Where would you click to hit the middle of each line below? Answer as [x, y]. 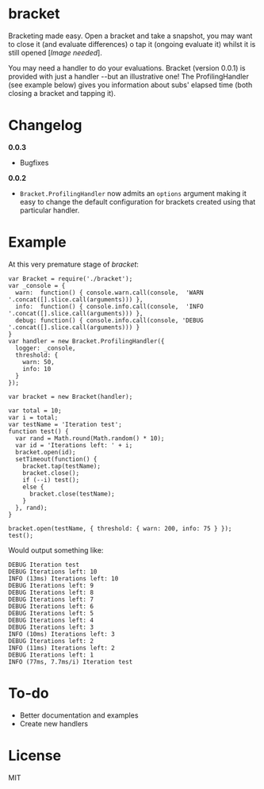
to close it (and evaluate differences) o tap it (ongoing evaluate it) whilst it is [132, 44]
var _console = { [37, 285]
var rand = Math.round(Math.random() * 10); [90, 438]
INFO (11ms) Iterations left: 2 [61, 648]
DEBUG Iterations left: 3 [51, 627]
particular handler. [50, 210]
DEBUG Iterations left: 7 [51, 599]
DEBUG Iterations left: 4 [51, 620]
